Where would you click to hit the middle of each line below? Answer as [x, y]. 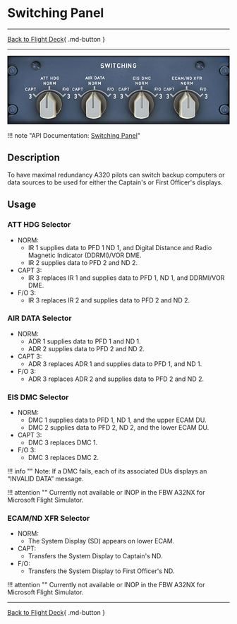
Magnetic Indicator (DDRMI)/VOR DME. [85, 255]
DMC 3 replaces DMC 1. [63, 442]
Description [34, 158]
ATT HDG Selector [39, 225]
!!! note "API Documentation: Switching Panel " [74, 135]
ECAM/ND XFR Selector [49, 519]
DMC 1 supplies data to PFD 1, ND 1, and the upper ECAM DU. [117, 420]
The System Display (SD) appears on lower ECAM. [101, 541]
